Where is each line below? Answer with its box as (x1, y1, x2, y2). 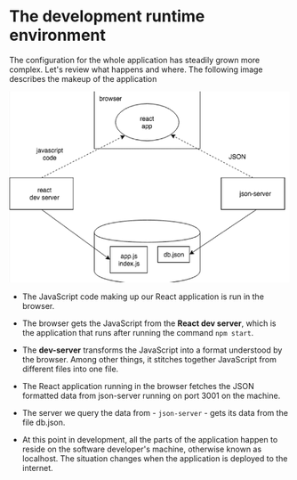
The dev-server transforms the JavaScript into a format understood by (21, 345, 283, 355)
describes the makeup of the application (9, 73, 157, 84)
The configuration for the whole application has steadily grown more (9, 54, 261, 65)
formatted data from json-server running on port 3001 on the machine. (21, 390, 281, 402)
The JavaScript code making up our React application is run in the (21, 291, 265, 302)
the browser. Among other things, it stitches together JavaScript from (21, 354, 277, 365)
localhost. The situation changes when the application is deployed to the (21, 453, 288, 464)
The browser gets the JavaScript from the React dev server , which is (21, 318, 277, 329)
